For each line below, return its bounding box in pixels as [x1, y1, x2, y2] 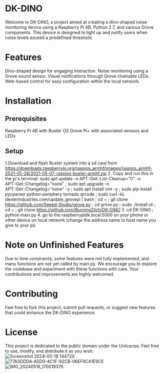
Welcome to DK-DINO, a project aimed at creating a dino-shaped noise [5, 19, 147, 25]
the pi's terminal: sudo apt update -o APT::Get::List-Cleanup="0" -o [5, 175, 141, 181]
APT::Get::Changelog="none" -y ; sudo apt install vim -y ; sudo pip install [5, 186, 152, 192]
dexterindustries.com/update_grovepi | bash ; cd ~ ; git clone [5, 196, 128, 202]
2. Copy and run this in [107, 170, 154, 176]
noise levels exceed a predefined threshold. [5, 35, 93, 41]
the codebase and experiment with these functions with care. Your [5, 266, 139, 271]
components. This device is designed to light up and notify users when [5, 29, 148, 35]
